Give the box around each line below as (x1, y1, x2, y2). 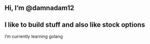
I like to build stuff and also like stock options (4, 21, 146, 29)
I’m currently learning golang (4, 34, 63, 40)
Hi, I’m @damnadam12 (4, 4, 74, 12)
